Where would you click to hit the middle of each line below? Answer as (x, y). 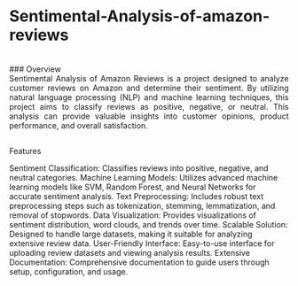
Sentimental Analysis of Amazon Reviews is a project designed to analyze (149, 78)
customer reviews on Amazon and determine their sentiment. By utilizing (149, 88)
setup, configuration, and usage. (69, 272)
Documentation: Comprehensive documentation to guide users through (140, 262)
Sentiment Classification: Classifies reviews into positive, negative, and (139, 168)
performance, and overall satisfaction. (78, 125)
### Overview (35, 69)
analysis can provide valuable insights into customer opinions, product (149, 116)
